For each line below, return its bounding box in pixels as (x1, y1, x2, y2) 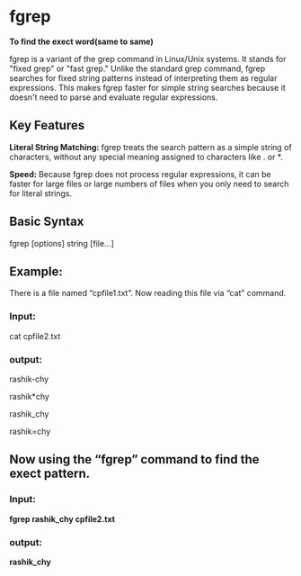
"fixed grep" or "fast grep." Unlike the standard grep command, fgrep (9, 63, 266, 74)
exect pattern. (9, 466, 91, 481)
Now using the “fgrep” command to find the (9, 452, 260, 467)
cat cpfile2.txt (9, 330, 61, 341)
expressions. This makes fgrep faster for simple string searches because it (9, 82, 286, 93)
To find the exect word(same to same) (9, 36, 155, 47)
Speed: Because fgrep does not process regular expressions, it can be (9, 168, 271, 179)
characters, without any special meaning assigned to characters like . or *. (9, 151, 283, 162)
